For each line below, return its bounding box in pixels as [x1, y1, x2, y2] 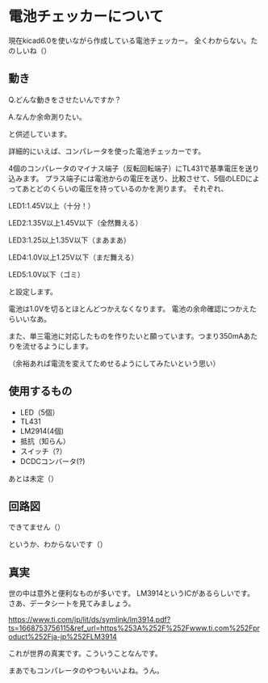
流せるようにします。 [22, 341, 93, 351]
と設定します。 [8, 286, 58, 296]
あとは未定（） [8, 474, 58, 483]
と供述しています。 [8, 129, 72, 138]
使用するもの [8, 385, 73, 398]
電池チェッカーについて [8, 7, 164, 26]
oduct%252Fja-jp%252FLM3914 [8, 632, 117, 642]
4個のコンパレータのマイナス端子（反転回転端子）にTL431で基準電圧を [8, 163, 246, 173]
